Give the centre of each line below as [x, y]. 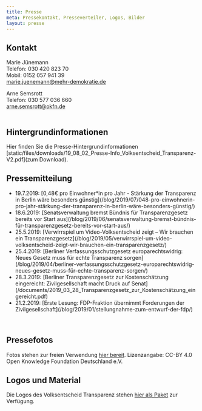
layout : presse [25, 23]
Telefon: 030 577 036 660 [39, 100]
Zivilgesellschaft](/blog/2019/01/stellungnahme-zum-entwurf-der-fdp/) [104, 309]
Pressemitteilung [39, 179]
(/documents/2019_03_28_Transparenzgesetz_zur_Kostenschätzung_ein [105, 290]
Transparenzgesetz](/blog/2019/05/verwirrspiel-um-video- [98, 238]
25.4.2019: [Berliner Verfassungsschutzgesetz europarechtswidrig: [99, 251]
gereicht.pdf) [32, 296]
